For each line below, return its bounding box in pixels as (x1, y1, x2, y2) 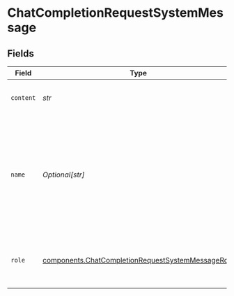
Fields (7, 47, 35, 59)
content (10, 94, 36, 102)
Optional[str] (42, 170, 85, 179)
